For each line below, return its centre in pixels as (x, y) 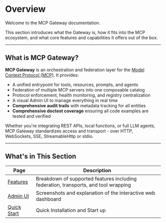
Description (97, 170)
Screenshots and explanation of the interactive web (96, 193)
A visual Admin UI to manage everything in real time (65, 100)
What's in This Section (41, 156)
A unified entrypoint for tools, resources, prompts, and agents (75, 85)
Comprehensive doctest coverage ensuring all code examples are (80, 111)
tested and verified (31, 116)
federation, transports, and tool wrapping (83, 185)
